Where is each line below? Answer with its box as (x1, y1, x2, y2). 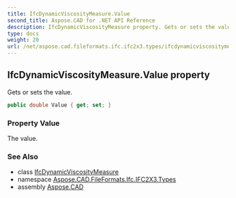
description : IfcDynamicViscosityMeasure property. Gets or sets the (7, 23, 216, 30)
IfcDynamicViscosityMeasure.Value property (7, 69, 211, 81)
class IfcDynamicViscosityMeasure (17, 168, 119, 176)
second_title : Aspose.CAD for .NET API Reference (7, 17, 156, 24)
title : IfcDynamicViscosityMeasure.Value (7, 10, 131, 18)
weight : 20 (7, 37, 39, 44)
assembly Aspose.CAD (17, 182, 84, 191)
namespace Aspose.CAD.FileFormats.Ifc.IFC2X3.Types (17, 175, 177, 184)
